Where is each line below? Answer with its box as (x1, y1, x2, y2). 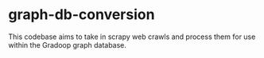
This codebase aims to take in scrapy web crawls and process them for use (8, 32, 256, 41)
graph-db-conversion (8, 6, 155, 24)
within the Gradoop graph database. (8, 40, 127, 49)
